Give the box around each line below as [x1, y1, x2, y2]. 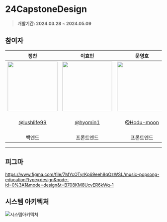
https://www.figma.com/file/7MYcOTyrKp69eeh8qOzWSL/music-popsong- [5, 171, 160, 177]
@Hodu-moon [125, 119, 159, 126]
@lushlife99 [18, 119, 47, 126]
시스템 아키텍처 [5, 197, 49, 206]
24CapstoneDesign [5, 3, 87, 15]
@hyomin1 [74, 119, 100, 126]
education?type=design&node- [5, 176, 69, 182]
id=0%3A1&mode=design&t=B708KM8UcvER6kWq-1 [5, 182, 114, 188]
